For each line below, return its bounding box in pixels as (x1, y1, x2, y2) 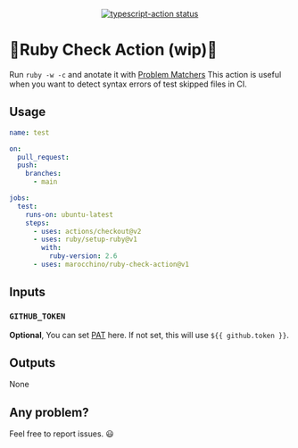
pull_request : (17, 153, 70, 162)
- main (32, 178, 58, 187)
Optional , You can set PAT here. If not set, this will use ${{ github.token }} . (9, 329, 290, 340)
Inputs (9, 285, 46, 300)
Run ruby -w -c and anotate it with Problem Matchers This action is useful (9, 69, 282, 79)
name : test (9, 128, 50, 137)
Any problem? (9, 404, 89, 419)
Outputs (9, 355, 56, 370)
